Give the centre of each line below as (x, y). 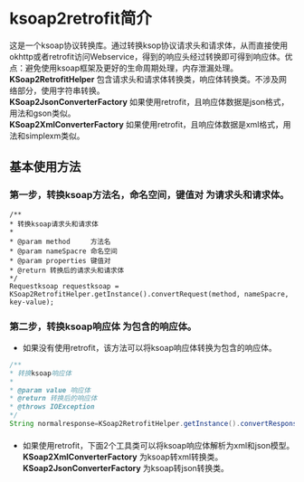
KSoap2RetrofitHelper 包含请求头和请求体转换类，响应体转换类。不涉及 (144, 79)
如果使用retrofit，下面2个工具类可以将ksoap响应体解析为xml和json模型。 (158, 445)
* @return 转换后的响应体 (53, 399)
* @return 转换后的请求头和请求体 (67, 270)
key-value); (32, 302)
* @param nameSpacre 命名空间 (63, 251)
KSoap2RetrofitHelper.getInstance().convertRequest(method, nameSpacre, (149, 294)
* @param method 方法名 (60, 241)
